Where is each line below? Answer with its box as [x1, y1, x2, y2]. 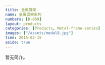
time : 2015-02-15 [5, 35, 42, 40]
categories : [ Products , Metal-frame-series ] [5, 26, 100, 31]
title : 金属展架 [5, 7, 36, 12]
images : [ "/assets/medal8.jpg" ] [5, 30, 73, 35]
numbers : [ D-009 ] [5, 16, 42, 21]
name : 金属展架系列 [5, 12, 42, 17]
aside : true [5, 40, 30, 45]
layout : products [5, 21, 42, 26]
